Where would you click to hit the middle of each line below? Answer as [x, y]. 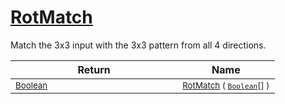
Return [94, 69]
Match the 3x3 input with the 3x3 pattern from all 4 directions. [138, 45]
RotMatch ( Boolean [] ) [226, 85]
